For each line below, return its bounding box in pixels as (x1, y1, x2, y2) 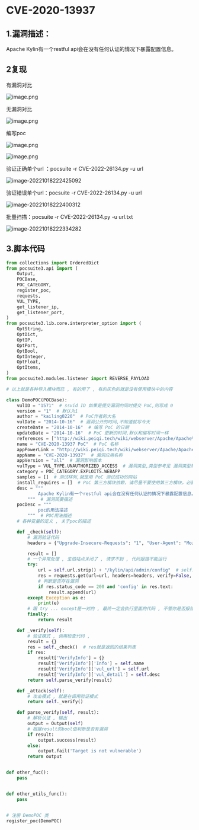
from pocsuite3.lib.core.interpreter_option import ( (6, 321, 142, 327)
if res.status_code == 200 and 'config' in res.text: (37, 583, 174, 590)
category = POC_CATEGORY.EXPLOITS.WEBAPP (17, 469, 120, 475)
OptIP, (17, 337, 33, 343)
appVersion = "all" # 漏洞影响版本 (17, 458, 102, 464)
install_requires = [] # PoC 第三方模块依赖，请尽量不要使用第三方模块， (17, 480, 187, 486)
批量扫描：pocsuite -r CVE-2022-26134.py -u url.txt (6, 213, 133, 220)
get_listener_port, (17, 309, 65, 315)
